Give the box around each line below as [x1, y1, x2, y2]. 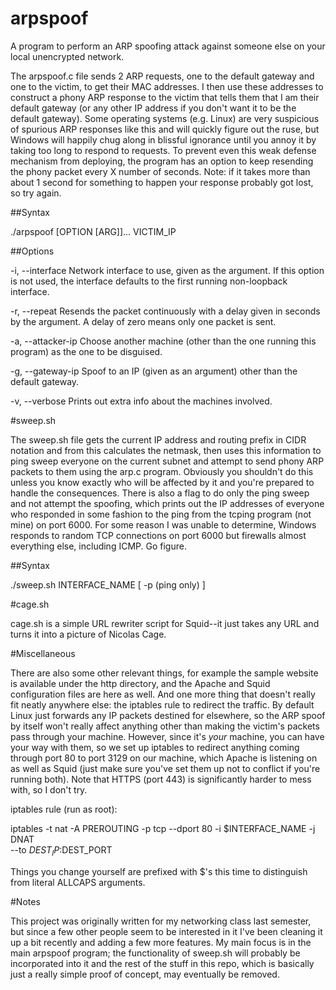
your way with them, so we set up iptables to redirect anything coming [10, 741, 300, 753]
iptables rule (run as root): [10, 803, 118, 815]
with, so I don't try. [10, 783, 88, 796]
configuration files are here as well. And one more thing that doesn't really [10, 688, 316, 700]
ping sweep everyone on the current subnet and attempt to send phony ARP [10, 455, 325, 467]
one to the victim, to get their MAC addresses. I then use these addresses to [10, 80, 324, 92]
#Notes [10, 895, 41, 907]
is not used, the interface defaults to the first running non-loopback [10, 275, 288, 287]
